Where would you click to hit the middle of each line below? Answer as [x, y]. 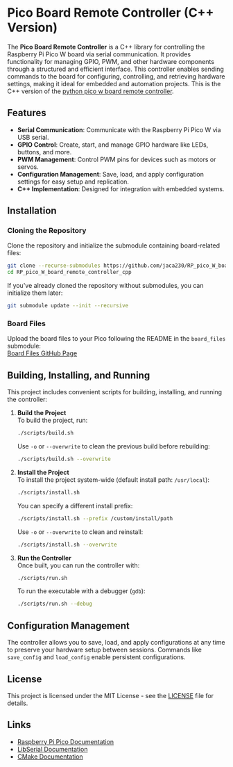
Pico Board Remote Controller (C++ [111, 13]
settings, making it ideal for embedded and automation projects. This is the [114, 83]
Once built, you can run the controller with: [78, 565]
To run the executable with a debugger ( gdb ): [81, 591]
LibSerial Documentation [52, 749]
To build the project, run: [52, 420]
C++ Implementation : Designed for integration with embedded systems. [121, 188]
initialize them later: [35, 293]
